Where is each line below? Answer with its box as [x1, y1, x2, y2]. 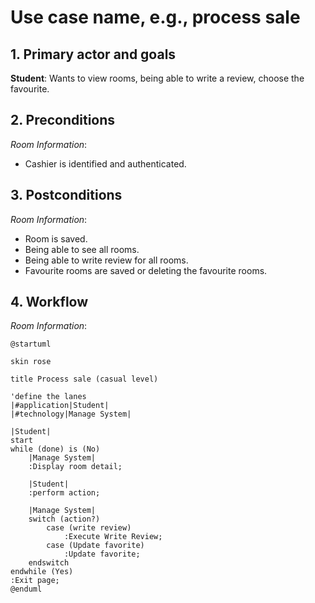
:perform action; [28, 488, 101, 498]
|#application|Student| [10, 401, 110, 411]
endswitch [28, 558, 70, 568]
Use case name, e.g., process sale [10, 6, 301, 29]
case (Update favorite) [46, 541, 145, 551]
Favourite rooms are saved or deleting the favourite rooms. [24, 264, 268, 276]
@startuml [10, 339, 52, 350]
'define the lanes [10, 392, 87, 402]
